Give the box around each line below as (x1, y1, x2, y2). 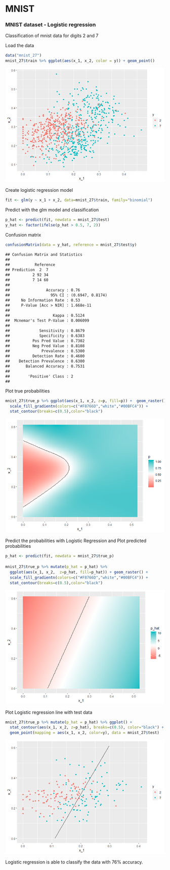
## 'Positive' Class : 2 (5, 374, 73, 379)
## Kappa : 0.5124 (5, 313, 85, 318)
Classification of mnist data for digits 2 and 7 (5, 32, 99, 39)
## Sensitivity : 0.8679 (5, 328, 85, 333)
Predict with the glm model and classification (5, 207, 99, 213)
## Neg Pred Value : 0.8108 (5, 343, 85, 348)
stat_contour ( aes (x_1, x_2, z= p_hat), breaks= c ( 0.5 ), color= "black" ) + (10, 725, 164, 730)
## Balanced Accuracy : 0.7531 (5, 363, 85, 369)
